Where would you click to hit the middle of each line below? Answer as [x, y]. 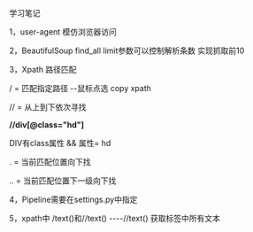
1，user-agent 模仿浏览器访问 [63, 32]
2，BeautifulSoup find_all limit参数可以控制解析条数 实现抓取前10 [127, 50]
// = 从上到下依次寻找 [48, 107]
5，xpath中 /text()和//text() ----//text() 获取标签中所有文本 [115, 218]
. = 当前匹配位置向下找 [50, 162]
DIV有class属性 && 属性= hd [60, 143]
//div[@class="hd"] [46, 125]
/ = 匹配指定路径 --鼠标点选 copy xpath [80, 88]
